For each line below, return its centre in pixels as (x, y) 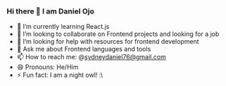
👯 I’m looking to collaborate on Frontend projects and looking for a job (118, 34)
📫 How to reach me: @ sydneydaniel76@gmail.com (91, 57)
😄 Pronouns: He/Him (48, 67)
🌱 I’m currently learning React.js (63, 27)
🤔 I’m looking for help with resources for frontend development (108, 42)
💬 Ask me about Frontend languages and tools (84, 49)
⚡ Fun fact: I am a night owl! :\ (60, 75)
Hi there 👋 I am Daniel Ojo (50, 11)
